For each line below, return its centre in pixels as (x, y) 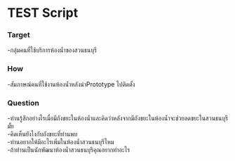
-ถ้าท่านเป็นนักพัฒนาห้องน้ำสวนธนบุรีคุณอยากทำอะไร (69, 150)
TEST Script (43, 13)
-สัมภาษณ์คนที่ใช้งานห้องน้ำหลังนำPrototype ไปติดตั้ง (71, 84)
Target (19, 35)
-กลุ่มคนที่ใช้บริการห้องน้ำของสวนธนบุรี (52, 50)
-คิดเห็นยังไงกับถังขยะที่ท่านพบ (42, 134)
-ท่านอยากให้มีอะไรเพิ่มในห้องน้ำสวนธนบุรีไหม (61, 142)
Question (23, 103)
